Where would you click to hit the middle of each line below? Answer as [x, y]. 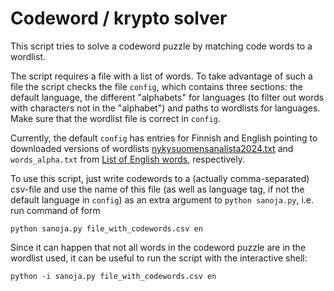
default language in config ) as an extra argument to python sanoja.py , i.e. [162, 199]
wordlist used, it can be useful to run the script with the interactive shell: [159, 258]
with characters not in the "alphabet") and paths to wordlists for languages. [165, 108]
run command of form [55, 210]
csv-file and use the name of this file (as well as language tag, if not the [157, 189]
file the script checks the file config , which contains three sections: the [156, 86]
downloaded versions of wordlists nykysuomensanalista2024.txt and [152, 148]
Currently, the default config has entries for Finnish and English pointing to [164, 138]
